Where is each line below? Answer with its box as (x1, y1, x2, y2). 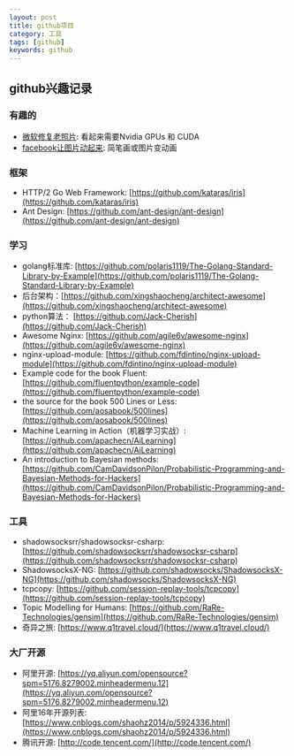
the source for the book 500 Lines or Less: (21, 396, 177, 407)
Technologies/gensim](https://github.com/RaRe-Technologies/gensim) (21, 611, 280, 622)
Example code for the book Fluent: (21, 368, 148, 378)
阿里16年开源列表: (21, 707, 87, 717)
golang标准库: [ (21, 261, 78, 271)
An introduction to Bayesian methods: (21, 454, 159, 465)
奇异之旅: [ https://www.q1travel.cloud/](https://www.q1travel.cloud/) (21, 622, 270, 632)
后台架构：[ (21, 291, 64, 302)
